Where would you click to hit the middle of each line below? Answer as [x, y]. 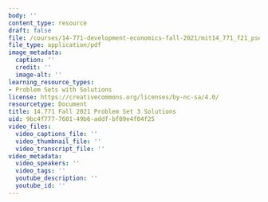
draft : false [30, 30]
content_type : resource [48, 23]
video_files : [30, 126]
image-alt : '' [39, 75]
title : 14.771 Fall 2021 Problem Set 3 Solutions [93, 112]
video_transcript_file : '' [60, 149]
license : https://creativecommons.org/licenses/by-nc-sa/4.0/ [114, 97]
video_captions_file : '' [57, 134]
